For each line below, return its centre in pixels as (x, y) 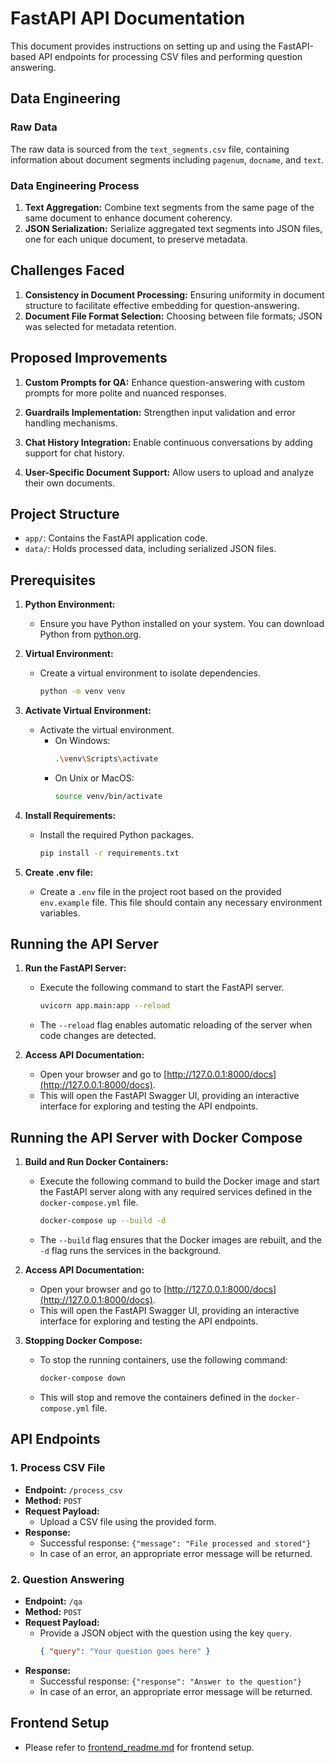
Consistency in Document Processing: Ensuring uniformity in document (174, 294)
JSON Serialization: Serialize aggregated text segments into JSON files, (173, 228)
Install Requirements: (70, 815)
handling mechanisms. (71, 423)
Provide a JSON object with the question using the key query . (165, 1633)
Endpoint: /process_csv (73, 1489)
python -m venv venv (82, 692)
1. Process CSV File (58, 1468)
